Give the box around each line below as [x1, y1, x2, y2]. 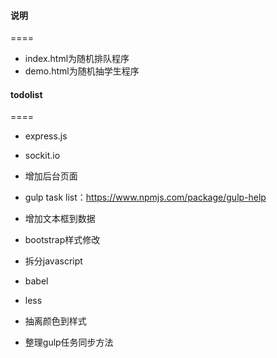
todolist [10, 88, 43, 100]
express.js [24, 130, 68, 142]
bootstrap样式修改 [24, 234, 101, 246]
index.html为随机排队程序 [24, 53, 130, 65]
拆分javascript [24, 255, 83, 267]
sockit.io [24, 150, 61, 162]
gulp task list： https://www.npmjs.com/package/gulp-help [24, 191, 267, 204]
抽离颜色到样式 [24, 315, 87, 327]
